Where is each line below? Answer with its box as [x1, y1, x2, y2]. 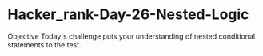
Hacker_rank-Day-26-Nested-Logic [7, 6, 249, 24]
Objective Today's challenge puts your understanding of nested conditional [7, 32, 256, 41]
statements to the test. [7, 39, 82, 49]
